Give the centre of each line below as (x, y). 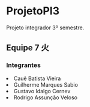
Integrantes (23, 65)
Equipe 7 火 (28, 48)
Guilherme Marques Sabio (46, 84)
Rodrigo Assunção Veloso (46, 97)
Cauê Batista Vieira (37, 78)
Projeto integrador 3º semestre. (45, 27)
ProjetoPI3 (33, 11)
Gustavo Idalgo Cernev (42, 91)
